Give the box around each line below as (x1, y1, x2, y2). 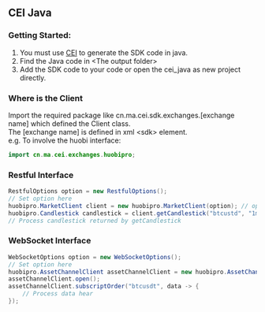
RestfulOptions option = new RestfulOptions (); (8, 188, 168, 195)
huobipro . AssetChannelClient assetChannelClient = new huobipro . (8, 268, 227, 276)
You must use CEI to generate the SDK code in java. (19, 47, 188, 58)
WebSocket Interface (8, 236, 91, 247)
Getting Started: (8, 30, 72, 41)
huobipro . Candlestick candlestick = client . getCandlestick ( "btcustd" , (8, 209, 245, 217)
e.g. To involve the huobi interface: (8, 136, 121, 145)
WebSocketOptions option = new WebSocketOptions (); (8, 253, 181, 261)
